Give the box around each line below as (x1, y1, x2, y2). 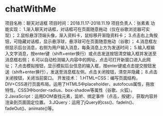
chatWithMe (5, 3, 56, 15)
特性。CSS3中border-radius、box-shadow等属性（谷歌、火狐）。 (5, 87, 135, 93)
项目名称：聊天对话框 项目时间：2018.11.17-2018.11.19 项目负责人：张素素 (5, 20, 150, 26)
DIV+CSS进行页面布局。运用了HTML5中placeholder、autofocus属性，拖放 (5, 81, 155, 87)
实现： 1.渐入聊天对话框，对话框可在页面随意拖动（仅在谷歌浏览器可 (9, 26, 146, 32)
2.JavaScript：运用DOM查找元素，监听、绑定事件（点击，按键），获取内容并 (5, 93, 158, 99)
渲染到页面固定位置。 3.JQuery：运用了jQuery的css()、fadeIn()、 (5, 99, 137, 105)
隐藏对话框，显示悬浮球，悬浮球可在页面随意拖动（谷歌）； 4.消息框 (18, 38, 153, 44)
